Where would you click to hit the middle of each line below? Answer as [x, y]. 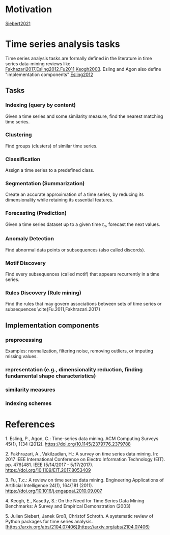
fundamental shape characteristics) [51, 376]
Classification [23, 159]
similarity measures [30, 390]
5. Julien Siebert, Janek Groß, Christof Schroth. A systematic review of [79, 516]
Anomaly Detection [30, 239]
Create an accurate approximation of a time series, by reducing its [75, 194]
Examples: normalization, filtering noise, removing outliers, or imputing [79, 351]
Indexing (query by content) [41, 105]
